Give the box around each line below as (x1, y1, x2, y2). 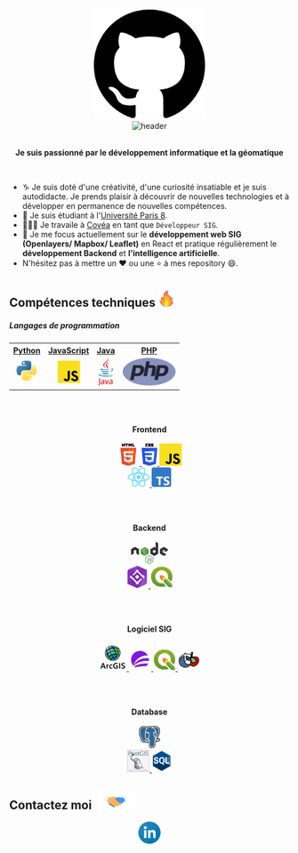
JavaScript (47, 345, 90, 356)
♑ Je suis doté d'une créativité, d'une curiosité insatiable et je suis (21, 181, 267, 192)
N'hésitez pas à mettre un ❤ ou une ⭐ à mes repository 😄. (21, 258, 238, 269)
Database (131, 706, 168, 717)
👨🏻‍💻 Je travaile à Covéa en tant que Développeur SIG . (21, 220, 219, 229)
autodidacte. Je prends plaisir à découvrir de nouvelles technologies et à (21, 191, 290, 202)
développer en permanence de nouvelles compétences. (21, 201, 228, 211)
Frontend (132, 423, 167, 434)
